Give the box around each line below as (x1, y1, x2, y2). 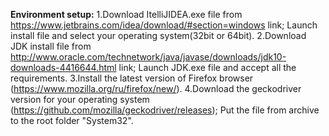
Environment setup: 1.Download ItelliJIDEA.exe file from (10, 9, 243, 20)
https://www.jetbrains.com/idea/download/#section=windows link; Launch (10, 19, 318, 31)
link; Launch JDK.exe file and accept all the (118, 62, 297, 73)
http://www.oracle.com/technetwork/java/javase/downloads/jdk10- (10, 51, 287, 63)
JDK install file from (10, 40, 92, 52)
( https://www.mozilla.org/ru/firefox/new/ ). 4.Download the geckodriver (10, 83, 302, 94)
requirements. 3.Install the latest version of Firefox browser (10, 72, 254, 84)
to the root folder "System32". (10, 115, 134, 126)
